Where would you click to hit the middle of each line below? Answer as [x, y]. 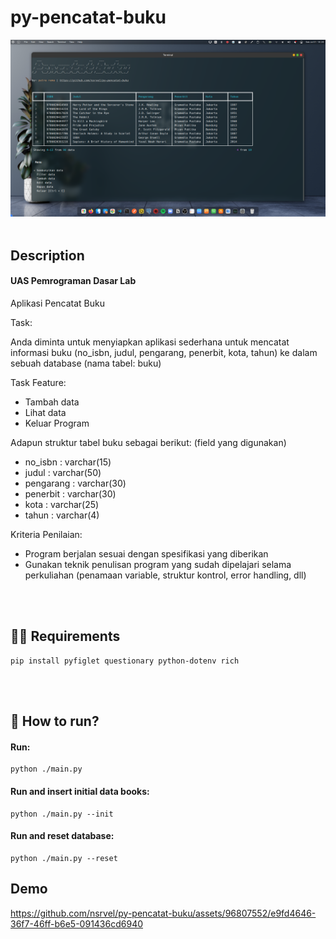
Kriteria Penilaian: [46, 535]
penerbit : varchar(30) [70, 494]
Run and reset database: [62, 836]
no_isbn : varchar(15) [68, 462]
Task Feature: [38, 383]
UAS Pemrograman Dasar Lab [73, 281]
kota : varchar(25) [62, 505]
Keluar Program [57, 423]
